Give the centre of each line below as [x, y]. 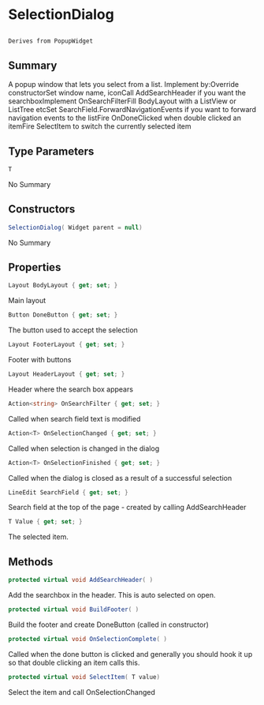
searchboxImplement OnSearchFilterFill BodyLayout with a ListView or [122, 101]
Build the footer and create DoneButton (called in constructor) [108, 624]
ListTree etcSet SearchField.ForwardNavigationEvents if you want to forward [132, 110]
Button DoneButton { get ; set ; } [63, 315]
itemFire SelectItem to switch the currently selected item [100, 126]
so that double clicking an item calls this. [74, 662]
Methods [31, 562]
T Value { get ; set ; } [45, 522]
